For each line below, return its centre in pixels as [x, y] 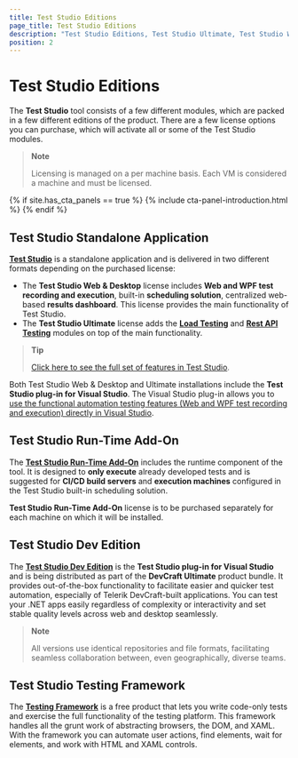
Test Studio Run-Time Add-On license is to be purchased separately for [141, 507]
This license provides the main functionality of [204, 304]
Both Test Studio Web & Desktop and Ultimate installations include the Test [146, 384]
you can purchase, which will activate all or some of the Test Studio [132, 130]
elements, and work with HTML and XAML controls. [103, 745]
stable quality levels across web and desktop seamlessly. [114, 613]
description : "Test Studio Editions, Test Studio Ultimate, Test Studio [146, 34]
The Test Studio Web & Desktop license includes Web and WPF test [148, 286]
